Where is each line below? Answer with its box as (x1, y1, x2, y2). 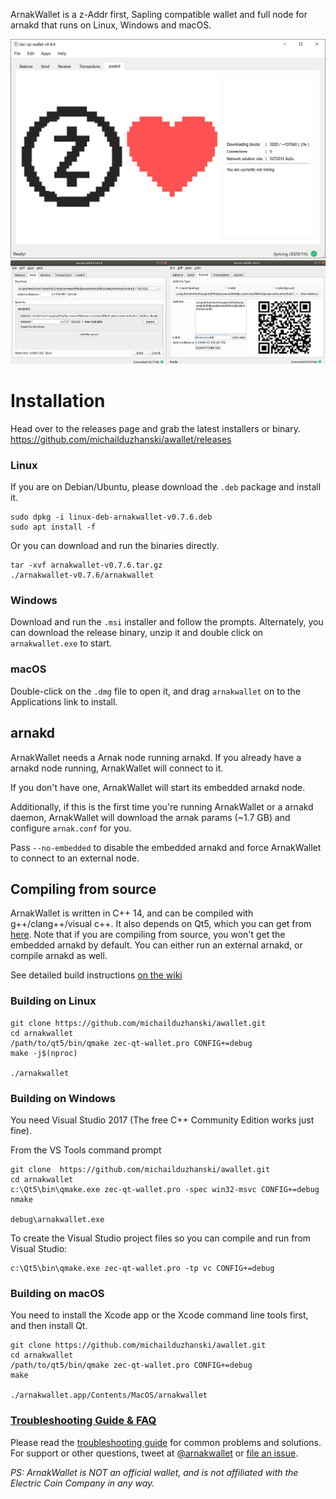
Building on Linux (10, 994, 97, 1008)
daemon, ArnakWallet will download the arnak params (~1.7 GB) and (10, 811, 291, 823)
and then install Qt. (10, 1320, 88, 1332)
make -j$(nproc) (10, 1048, 78, 1058)
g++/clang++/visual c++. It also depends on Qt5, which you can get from (10, 918, 312, 930)
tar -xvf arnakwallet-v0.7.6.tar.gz (10, 560, 163, 571)
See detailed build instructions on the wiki (10, 969, 183, 981)
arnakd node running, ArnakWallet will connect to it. (10, 762, 224, 774)
